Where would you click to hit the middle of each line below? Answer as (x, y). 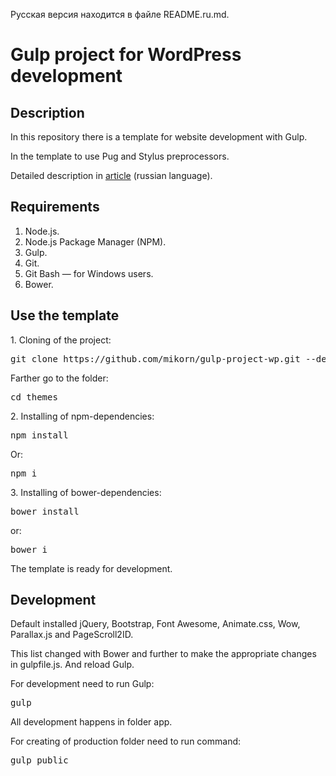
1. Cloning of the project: (61, 340)
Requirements (55, 207)
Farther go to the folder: (59, 378)
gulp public (39, 760)
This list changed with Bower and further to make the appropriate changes (163, 654)
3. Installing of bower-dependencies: (86, 492)
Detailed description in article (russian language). (111, 175)
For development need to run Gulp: (82, 684)
